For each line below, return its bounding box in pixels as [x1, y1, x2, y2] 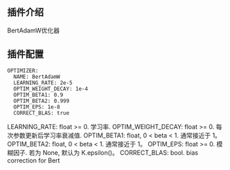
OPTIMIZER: [7, 67, 39, 74]
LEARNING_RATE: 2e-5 [13, 79, 73, 86]
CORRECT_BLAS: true [13, 109, 70, 116]
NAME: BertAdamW [13, 73, 60, 80]
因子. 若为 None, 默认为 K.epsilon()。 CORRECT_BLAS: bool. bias [12, 148, 199, 157]
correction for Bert [7, 156, 60, 164]
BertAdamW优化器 [7, 26, 60, 35]
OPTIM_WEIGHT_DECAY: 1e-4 [13, 85, 89, 92]
